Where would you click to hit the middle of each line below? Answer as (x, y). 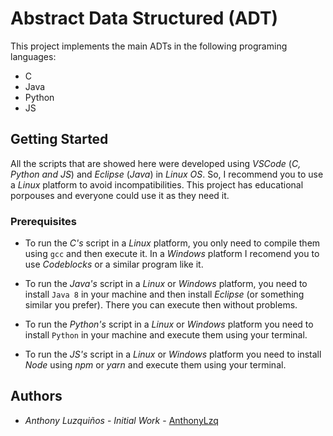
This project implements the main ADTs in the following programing (149, 46)
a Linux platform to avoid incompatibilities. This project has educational (157, 184)
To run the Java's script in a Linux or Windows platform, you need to (166, 284)
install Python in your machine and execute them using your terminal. (166, 335)
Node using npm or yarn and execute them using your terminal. (155, 365)
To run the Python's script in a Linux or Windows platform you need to (169, 324)
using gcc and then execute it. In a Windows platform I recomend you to (172, 254)
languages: (33, 56)
